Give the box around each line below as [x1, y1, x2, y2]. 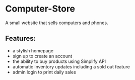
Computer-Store [5, 3, 76, 15]
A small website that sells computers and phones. [5, 20, 108, 26]
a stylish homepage [12, 47, 54, 53]
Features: [5, 34, 36, 43]
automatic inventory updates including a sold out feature [12, 63, 130, 69]
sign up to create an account [12, 53, 73, 59]
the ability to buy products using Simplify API [12, 58, 106, 64]
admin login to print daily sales [12, 69, 77, 75]
